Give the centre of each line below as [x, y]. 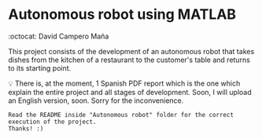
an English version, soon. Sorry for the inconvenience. [96, 101]
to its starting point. [40, 68]
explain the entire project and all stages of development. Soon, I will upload [130, 92]
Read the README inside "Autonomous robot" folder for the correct [121, 115]
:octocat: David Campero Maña [59, 36]
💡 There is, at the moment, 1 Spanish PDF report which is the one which [124, 83]
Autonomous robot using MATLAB [122, 15]
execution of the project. [52, 122]
